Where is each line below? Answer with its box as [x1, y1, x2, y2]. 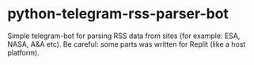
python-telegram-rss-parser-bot [7, 5, 229, 23]
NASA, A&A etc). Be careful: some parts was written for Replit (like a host [7, 39, 246, 48]
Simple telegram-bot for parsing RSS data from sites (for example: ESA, [7, 31, 241, 40]
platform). [7, 48, 40, 57]
